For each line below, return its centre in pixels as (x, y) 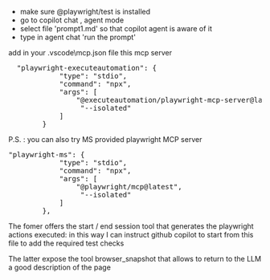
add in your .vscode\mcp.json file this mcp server (90, 53)
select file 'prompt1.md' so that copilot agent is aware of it (116, 28)
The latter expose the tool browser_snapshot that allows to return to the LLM (135, 259)
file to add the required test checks (66, 243)
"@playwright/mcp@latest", (129, 187)
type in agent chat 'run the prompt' (78, 37)
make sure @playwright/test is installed (85, 12)
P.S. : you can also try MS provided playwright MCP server (105, 139)
